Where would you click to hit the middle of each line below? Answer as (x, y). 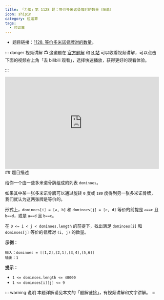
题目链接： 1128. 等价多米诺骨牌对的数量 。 (54, 42)
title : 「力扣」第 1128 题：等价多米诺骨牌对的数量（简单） (59, 10)
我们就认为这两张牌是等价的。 (35, 199)
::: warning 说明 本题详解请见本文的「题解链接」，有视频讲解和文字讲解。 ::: (80, 292)
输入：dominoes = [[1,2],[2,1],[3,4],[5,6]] (50, 252)
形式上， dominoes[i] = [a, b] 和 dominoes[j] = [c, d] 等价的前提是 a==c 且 (82, 209)
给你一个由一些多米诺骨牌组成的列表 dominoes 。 (53, 182)
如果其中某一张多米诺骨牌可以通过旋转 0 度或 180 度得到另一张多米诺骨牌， (80, 193)
